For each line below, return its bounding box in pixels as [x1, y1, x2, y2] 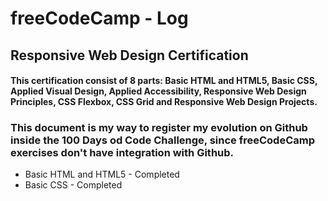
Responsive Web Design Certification [10, 47, 249, 64]
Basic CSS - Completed [24, 179, 123, 191]
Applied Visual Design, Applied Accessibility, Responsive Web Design [10, 85, 307, 97]
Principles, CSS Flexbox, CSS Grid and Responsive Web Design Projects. [10, 96, 318, 108]
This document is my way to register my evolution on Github [10, 121, 308, 135]
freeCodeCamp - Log [10, 7, 189, 30]
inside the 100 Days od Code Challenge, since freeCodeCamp [10, 133, 315, 147]
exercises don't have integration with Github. [10, 146, 235, 160]
